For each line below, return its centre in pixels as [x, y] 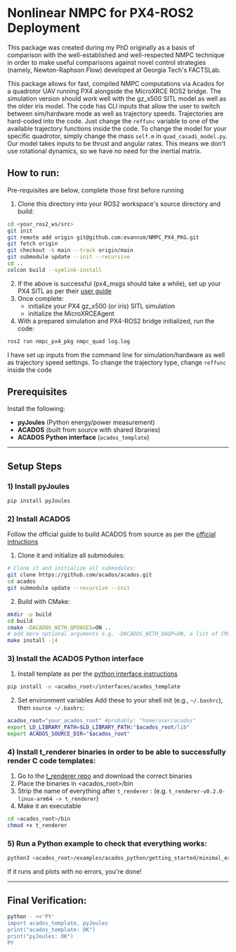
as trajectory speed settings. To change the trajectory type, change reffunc [117, 362]
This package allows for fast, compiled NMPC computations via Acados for [116, 83]
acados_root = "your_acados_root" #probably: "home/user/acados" [102, 721]
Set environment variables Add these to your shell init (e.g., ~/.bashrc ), [120, 700]
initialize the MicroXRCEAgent [71, 313]
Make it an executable [50, 806]
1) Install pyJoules [39, 486]
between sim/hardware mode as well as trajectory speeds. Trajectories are [116, 113]
